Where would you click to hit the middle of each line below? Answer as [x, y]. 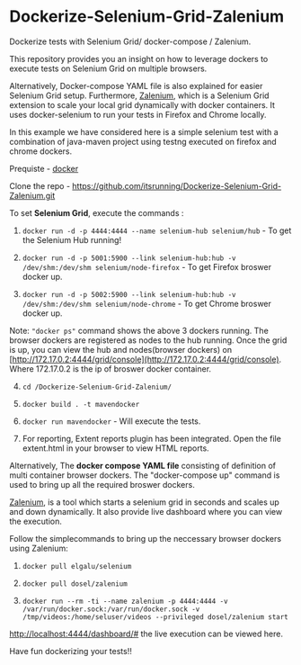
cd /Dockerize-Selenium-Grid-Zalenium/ [97, 387]
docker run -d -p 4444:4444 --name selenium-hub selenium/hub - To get [157, 230]
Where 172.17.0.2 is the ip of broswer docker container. [111, 368]
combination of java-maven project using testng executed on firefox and [143, 141]
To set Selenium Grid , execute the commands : [97, 212]
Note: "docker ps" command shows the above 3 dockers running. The [139, 330]
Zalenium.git [32, 195]
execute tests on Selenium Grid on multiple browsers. [108, 68]
